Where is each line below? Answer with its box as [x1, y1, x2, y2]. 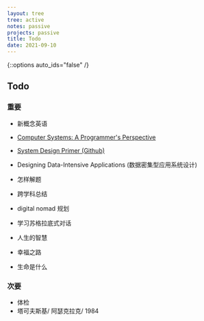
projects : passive [7, 29, 60, 36]
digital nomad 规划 [16, 204, 70, 213]
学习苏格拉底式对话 [16, 219, 72, 227]
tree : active [7, 16, 44, 23]
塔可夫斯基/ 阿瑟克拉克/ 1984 [16, 307, 99, 315]
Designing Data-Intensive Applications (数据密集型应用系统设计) [16, 160, 197, 169]
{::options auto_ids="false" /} [7, 61, 89, 69]
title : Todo [7, 36, 41, 43]
